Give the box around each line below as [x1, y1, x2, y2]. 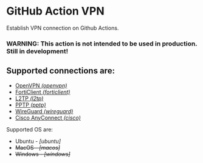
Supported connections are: [6, 65, 115, 76]
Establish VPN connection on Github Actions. [6, 24, 119, 32]
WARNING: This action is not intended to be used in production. [6, 39, 198, 48]
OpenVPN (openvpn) [15, 82, 67, 89]
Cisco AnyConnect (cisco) [15, 114, 81, 121]
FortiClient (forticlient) [15, 88, 71, 95]
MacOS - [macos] [15, 144, 61, 151]
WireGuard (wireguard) [15, 107, 74, 115]
